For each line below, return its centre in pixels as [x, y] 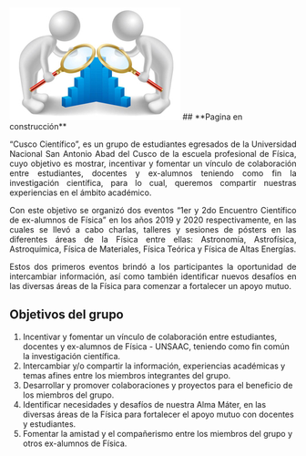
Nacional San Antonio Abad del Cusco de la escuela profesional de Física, [153, 154]
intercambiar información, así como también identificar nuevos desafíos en [153, 276]
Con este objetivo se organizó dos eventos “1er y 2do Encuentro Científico [153, 210]
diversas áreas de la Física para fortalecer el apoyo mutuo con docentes [158, 414]
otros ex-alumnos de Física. [75, 443]
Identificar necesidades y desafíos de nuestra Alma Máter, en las [144, 404]
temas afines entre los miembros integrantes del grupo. [127, 375]
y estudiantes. [49, 424]
